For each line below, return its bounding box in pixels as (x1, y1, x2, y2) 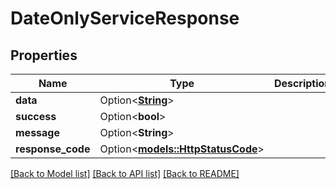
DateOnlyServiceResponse (10, 7, 240, 30)
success (15, 110, 57, 123)
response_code (15, 142, 91, 156)
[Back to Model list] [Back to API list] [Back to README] (10, 168, 240, 179)
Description (273, 77, 332, 90)
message (15, 126, 60, 139)
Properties (10, 47, 78, 64)
